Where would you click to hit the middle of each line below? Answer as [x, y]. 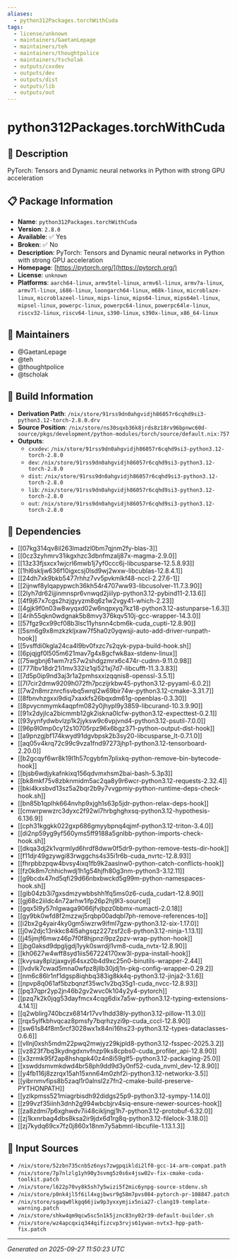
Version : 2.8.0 [39, 229]
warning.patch [38, 1208]
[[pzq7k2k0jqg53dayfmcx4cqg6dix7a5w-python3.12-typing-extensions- [123, 998]
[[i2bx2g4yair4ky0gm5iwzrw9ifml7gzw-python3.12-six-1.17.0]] [108, 924]
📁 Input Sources [43, 1148]
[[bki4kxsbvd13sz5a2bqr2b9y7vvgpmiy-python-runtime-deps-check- [119, 789]
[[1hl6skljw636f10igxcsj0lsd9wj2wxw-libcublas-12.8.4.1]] [100, 571]
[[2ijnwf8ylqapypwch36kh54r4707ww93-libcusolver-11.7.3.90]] [110, 586]
